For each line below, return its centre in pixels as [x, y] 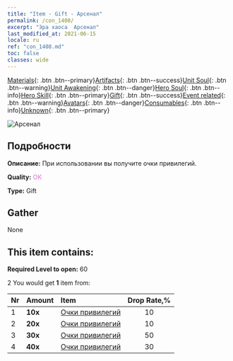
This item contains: [50, 252]
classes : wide [28, 60]
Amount [40, 300]
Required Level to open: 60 [48, 269]
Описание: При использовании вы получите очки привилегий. [102, 163]
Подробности [39, 146]
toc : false [23, 54]
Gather [23, 213]
